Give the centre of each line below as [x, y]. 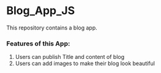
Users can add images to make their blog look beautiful [85, 63]
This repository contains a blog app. [52, 28]
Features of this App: [38, 44]
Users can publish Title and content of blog [70, 57]
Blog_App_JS [41, 11]
